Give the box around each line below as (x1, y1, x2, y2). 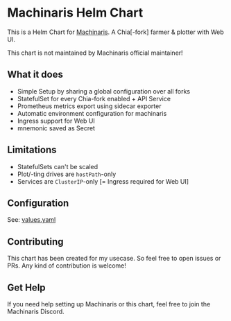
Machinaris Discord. (7, 307, 65, 315)
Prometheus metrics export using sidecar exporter (17, 102, 162, 110)
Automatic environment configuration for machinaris (17, 109, 167, 117)
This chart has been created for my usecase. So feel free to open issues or (7, 254, 221, 263)
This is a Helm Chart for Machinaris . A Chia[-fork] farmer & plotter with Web (7, 28, 224, 36)
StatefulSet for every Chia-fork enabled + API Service (17, 94, 171, 103)
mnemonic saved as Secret (17, 123, 96, 132)
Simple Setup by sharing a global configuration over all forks (17, 87, 191, 95)
